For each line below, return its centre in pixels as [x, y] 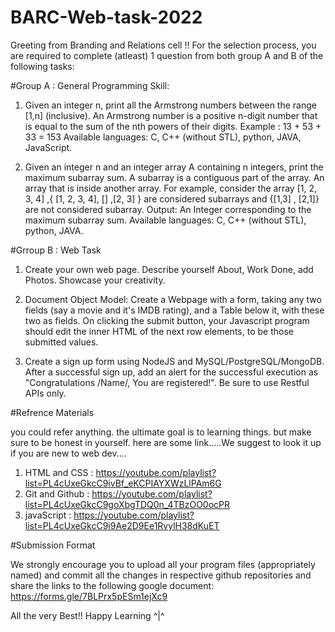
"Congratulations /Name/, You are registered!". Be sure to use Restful [167, 382]
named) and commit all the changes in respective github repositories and [161, 575]
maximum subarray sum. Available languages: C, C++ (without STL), [165, 220]
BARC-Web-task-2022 [106, 17]
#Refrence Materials [52, 412]
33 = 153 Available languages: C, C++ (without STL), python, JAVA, [163, 137]
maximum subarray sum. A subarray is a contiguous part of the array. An [174, 177]
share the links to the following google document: [112, 585]
